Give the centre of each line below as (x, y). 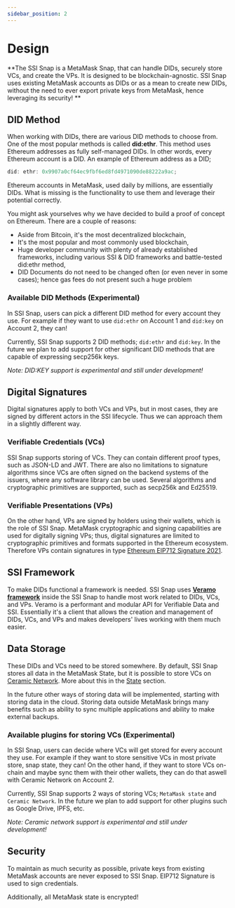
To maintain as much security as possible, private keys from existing (106, 868)
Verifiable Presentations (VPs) (60, 505)
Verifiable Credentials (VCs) (56, 442)
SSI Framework (41, 573)
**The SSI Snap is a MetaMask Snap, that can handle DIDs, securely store (115, 68)
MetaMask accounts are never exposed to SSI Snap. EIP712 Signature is (111, 876)
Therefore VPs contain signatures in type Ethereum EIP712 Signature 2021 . (115, 550)
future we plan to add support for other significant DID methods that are (111, 349)
